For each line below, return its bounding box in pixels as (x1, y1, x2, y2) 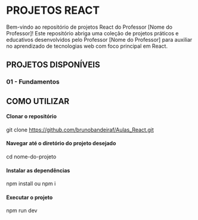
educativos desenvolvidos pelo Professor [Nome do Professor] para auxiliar (6, 36, 193, 43)
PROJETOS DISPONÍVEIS (6, 60, 100, 70)
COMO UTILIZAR (6, 96, 70, 106)
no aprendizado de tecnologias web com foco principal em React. (6, 42, 168, 50)
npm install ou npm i (6, 180, 56, 187)
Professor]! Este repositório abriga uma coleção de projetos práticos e (6, 29, 179, 36)
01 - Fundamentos (6, 78, 60, 86)
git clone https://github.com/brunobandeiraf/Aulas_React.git (6, 126, 154, 133)
